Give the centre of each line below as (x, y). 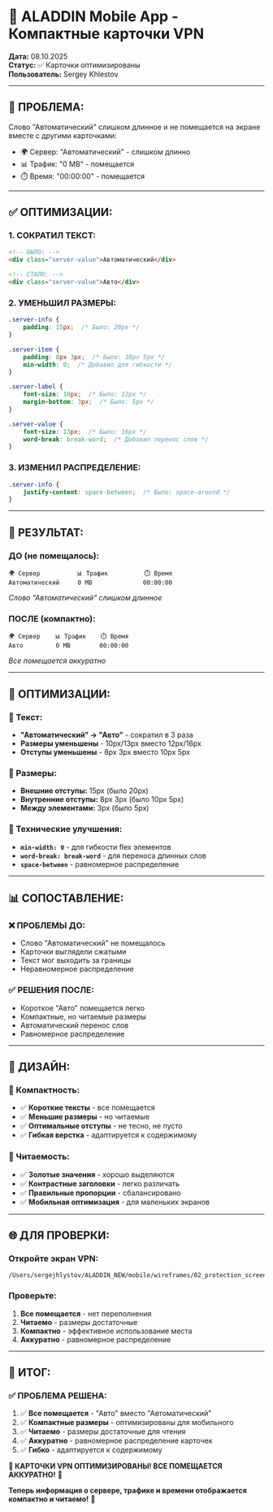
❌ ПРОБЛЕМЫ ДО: (47, 925)
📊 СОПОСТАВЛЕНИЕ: (66, 898)
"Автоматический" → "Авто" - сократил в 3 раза (106, 734)
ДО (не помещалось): (54, 556)
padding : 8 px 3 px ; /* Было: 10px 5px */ (94, 357)
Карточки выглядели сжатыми (73, 952)
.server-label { (36, 387)
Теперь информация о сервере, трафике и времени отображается (128, 1491)
